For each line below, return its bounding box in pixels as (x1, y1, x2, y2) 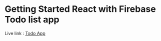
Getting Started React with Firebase (4, 3, 156, 15)
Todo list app (4, 14, 59, 25)
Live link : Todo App (4, 30, 45, 36)
